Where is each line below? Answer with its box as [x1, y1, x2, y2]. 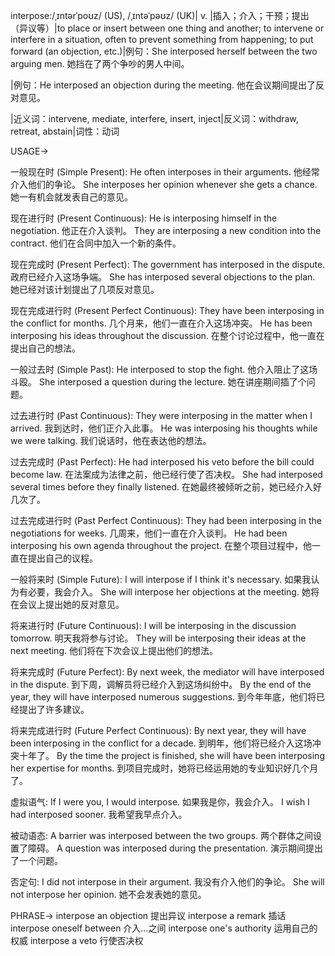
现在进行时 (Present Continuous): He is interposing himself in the [10, 212, 278, 224]
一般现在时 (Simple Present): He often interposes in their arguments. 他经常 [10, 166, 320, 178]
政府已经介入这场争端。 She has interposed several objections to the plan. [10, 271, 316, 283]
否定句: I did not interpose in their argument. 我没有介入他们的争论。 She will [10, 876, 325, 888]
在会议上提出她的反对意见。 [10, 599, 125, 610]
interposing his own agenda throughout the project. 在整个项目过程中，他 [10, 540, 313, 551]
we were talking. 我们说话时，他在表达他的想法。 [10, 435, 212, 446]
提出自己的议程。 [27, 552, 98, 564]
